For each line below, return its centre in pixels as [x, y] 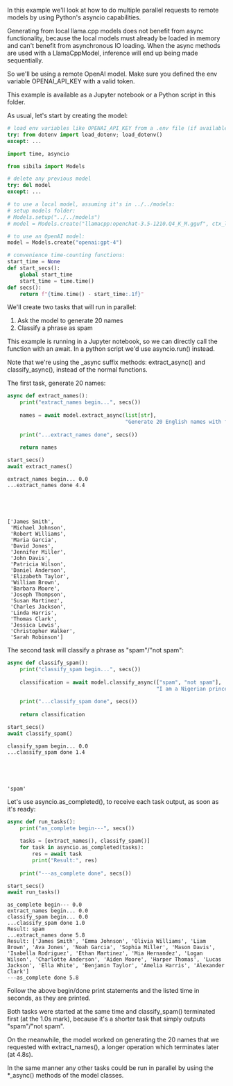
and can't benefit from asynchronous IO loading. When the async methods [114, 46]
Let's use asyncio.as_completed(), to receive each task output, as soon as [113, 801]
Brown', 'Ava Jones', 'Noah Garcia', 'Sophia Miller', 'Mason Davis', [111, 948]
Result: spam [26, 929]
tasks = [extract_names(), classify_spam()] [85, 841]
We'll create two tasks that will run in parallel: [72, 307]
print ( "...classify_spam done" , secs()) [79, 702]
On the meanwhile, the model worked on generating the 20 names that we [113, 1040]
